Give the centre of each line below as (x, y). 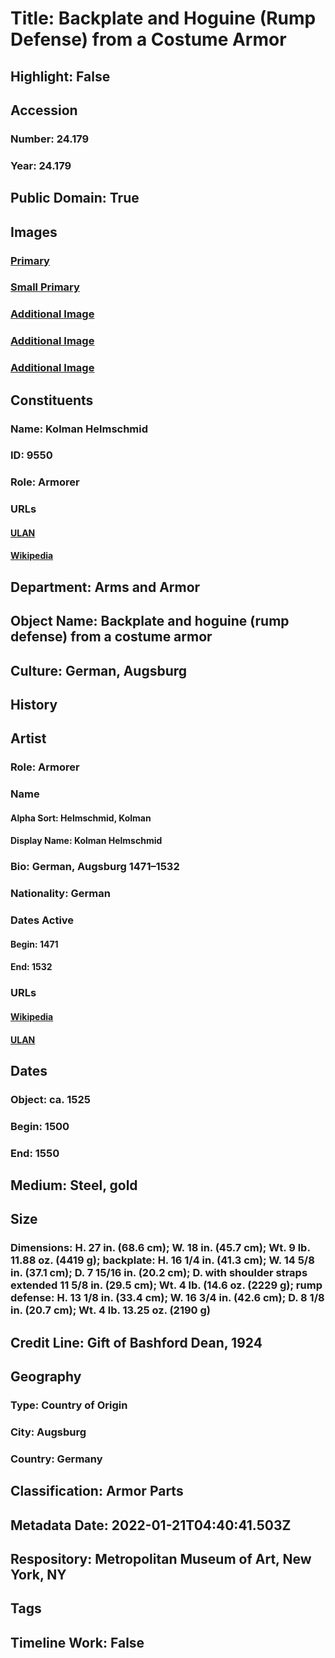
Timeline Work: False (77, 1642)
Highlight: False (60, 76)
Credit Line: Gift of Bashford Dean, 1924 (136, 1342)
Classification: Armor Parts (97, 1491)
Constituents (52, 400)
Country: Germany (56, 1459)
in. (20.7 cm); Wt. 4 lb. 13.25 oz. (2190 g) (110, 1310)
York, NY (38, 1575)
